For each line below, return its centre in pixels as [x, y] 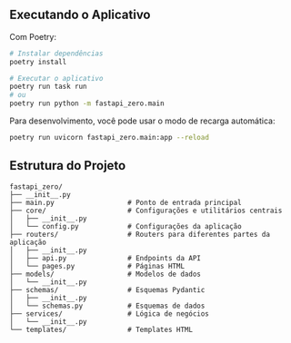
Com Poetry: [33, 36]
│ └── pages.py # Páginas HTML [97, 266]
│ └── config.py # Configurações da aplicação [126, 226]
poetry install [38, 62]
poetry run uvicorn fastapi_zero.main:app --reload [109, 138]
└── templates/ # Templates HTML [101, 329]
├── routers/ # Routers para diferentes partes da [140, 234]
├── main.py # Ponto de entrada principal [126, 202]
